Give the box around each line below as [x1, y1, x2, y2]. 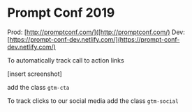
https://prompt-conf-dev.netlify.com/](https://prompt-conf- [9, 35, 180, 43]
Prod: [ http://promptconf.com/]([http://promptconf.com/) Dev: [7, 28, 185, 36]
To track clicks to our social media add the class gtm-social [7, 96, 179, 105]
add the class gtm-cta [7, 83, 70, 91]
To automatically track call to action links [7, 56, 124, 64]
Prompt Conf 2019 [7, 5, 115, 21]
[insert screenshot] [7, 70, 63, 78]
